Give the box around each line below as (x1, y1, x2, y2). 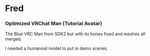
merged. (5, 36, 22, 42)
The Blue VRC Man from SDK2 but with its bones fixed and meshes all (5, 31, 146, 37)
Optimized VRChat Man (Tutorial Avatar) (5, 20, 102, 27)
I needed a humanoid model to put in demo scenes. (5, 45, 108, 51)
